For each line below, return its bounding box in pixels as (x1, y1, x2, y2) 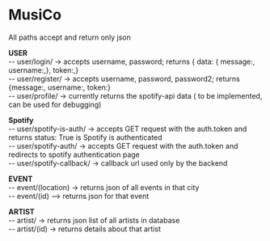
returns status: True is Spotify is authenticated (8, 132, 163, 142)
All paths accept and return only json (8, 32, 132, 42)
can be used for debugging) (8, 99, 102, 109)
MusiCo (8, 6, 62, 24)
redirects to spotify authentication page (8, 150, 140, 159)
